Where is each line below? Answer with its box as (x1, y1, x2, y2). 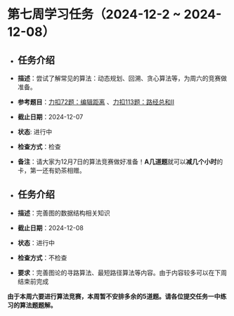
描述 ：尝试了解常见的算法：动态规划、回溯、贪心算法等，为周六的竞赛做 (17, 74, 227, 82)
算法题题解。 (19, 301, 57, 309)
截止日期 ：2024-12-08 (17, 223, 84, 232)
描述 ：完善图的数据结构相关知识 (17, 209, 110, 217)
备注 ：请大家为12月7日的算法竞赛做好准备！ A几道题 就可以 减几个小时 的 (17, 157, 223, 166)
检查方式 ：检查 (17, 143, 61, 151)
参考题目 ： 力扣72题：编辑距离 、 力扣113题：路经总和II (17, 98, 174, 106)
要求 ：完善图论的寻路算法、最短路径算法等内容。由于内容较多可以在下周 (17, 268, 227, 277)
